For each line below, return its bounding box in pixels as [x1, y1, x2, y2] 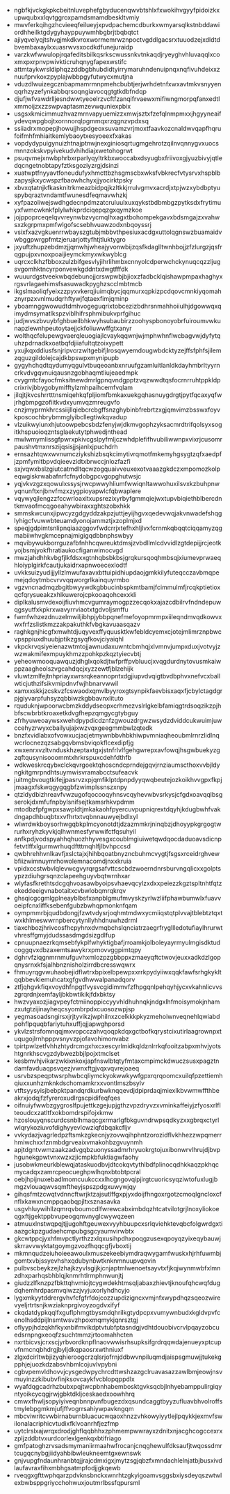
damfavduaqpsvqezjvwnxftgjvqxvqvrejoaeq [13, 1064, 140, 1072]
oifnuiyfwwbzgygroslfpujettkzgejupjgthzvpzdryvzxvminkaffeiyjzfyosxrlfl [13, 1101, 221, 1110]
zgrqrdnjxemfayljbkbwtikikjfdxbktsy [13, 990, 116, 998]
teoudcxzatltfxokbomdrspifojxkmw [13, 1109, 113, 1116]
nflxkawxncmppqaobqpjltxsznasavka [13, 1197, 121, 1206]
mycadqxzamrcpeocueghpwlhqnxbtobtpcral [13, 1168, 141, 1176]
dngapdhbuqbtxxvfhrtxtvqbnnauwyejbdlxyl [13, 813, 138, 820]
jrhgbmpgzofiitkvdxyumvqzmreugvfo [13, 398, 120, 406]
